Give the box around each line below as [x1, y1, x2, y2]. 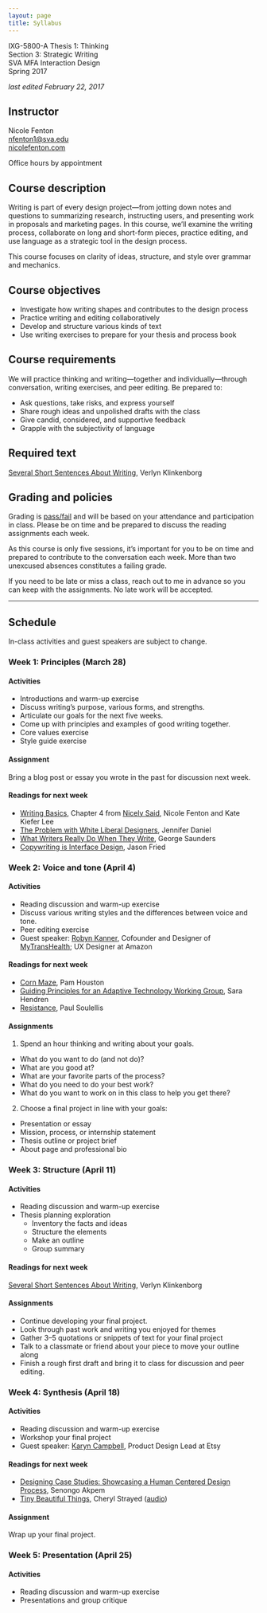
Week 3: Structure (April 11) [8, 1165, 117, 1176]
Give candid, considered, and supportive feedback [19, 415, 186, 425]
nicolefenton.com [8, 143, 66, 152]
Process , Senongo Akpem [19, 1486, 106, 1495]
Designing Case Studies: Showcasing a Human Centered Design [19, 1477, 230, 1486]
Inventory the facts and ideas [31, 1219, 128, 1228]
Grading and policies [8, 491, 113, 504]
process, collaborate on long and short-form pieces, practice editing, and [8, 228, 249, 237]
